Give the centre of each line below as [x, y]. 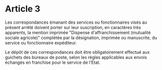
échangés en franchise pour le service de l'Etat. [53, 62]
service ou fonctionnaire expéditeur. [41, 42]
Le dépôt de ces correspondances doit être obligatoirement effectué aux [77, 52]
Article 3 [23, 9]
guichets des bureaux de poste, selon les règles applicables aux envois [76, 57]
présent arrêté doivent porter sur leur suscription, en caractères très [73, 27]
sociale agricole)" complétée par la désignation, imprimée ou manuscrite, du [81, 38]
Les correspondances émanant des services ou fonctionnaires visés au [76, 22]
